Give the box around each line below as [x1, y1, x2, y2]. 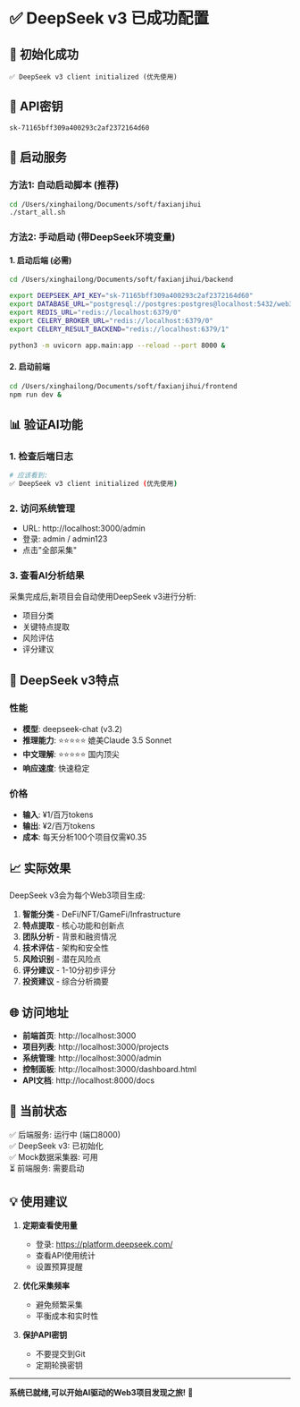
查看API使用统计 [35, 1249, 96, 1260]
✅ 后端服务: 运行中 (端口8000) [9, 1129, 121, 1139]
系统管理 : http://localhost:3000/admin [21, 1053, 162, 1063]
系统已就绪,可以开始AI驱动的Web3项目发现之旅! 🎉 [9, 1386, 194, 1397]
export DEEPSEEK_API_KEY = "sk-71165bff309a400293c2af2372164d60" [9, 292, 254, 301]
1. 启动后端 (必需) [9, 254, 72, 265]
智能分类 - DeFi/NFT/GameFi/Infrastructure [21, 909, 181, 920]
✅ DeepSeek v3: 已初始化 [9, 1140, 104, 1151]
